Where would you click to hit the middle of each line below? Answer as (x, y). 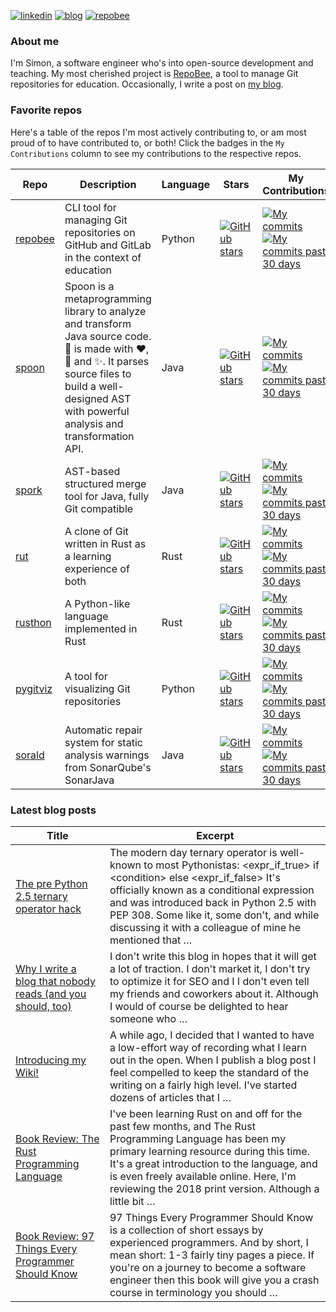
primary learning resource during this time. (209, 1151)
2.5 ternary (41, 896)
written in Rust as (105, 543)
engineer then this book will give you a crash (214, 1280)
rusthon (33, 622)
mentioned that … (151, 940)
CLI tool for (90, 207)
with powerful (97, 411)
